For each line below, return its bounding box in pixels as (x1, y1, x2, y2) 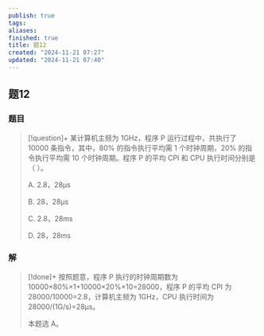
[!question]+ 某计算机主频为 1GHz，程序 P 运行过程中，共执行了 (27, 133, 237, 143)
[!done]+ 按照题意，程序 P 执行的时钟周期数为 (27, 272, 179, 281)
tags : (8, 19, 26, 27)
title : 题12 (8, 41, 47, 49)
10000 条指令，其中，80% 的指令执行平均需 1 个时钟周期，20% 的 (27, 143, 246, 152)
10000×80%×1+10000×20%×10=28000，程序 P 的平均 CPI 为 (27, 282, 232, 291)
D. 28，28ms (27, 230, 72, 240)
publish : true (8, 11, 56, 20)
